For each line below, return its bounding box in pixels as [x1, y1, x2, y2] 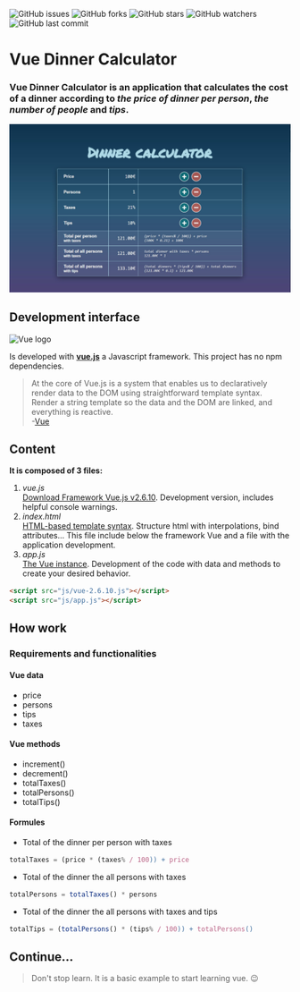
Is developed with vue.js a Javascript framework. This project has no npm [9, 351, 283, 361]
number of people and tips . [9, 104, 129, 116]
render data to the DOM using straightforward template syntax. [30, 387, 263, 398]
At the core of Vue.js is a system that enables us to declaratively [30, 377, 268, 388]
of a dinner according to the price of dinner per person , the [9, 92, 270, 105]
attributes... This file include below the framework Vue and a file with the [21, 530, 290, 541]
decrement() [21, 767, 69, 778]
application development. [21, 539, 116, 550]
